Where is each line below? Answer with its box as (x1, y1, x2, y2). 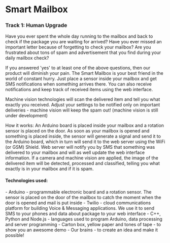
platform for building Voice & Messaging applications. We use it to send (5, 205, 155, 211)
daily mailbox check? (5, 55, 49, 61)
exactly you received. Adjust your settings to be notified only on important (5, 102, 160, 108)
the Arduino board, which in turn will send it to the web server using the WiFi (5, 139, 165, 145)
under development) (5, 113, 48, 119)
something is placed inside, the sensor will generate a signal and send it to (5, 133, 161, 140)
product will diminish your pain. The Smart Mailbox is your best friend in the (5, 70, 163, 76)
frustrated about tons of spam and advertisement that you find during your (5, 49, 161, 56)
